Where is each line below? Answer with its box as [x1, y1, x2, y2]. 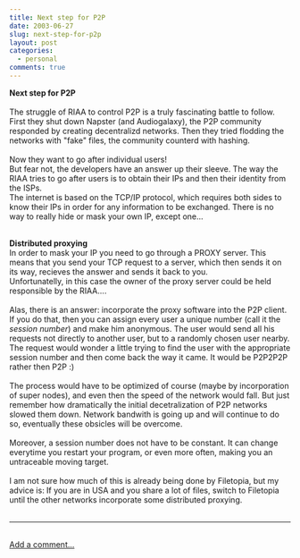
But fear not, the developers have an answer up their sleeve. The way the [9, 163, 279, 174]
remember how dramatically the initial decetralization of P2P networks [9, 399, 268, 410]
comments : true [9, 63, 66, 72]
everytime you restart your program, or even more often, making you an [9, 446, 273, 457]
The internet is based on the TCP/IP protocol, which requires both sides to [9, 191, 282, 202]
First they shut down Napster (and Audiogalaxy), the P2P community [9, 115, 262, 126]
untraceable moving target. [9, 456, 109, 467]
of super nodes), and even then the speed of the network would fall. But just [9, 390, 290, 401]
